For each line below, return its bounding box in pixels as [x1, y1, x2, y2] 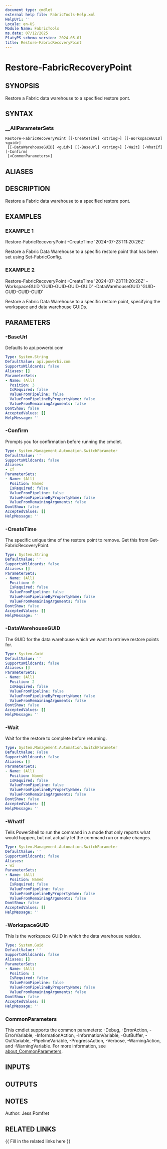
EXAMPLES [5, 212, 42, 221]
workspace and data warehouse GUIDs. [5, 304, 88, 310]
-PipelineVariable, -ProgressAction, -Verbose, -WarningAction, [32, 1037, 161, 1043]
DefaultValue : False [5, 750, 49, 755]
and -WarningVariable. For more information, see [5, 1043, 106, 1049]
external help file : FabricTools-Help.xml [5, 12, 95, 17]
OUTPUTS [5, 1080, 38, 1089]
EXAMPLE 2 [5, 267, 35, 274]
